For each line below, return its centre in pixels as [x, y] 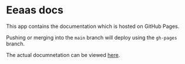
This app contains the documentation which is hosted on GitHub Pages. [93, 26]
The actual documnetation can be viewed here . [63, 55]
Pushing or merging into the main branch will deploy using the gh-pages [92, 37]
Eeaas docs [35, 10]
